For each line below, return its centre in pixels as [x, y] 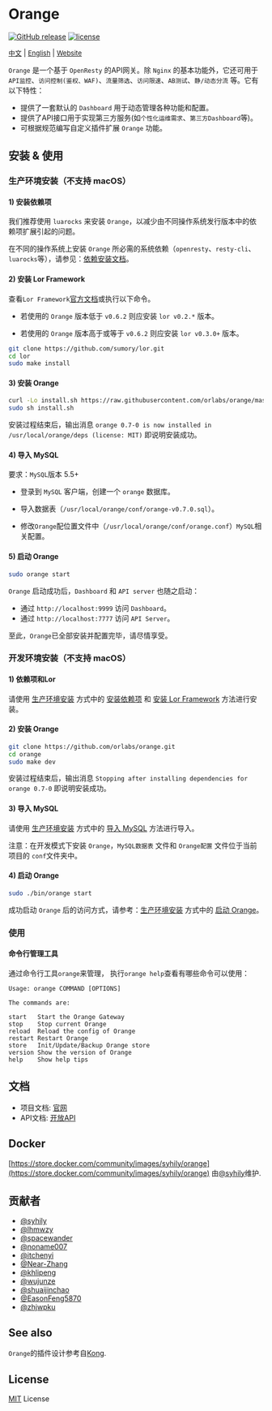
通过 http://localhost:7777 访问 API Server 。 [97, 618]
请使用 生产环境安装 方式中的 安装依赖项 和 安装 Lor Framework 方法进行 [130, 699]
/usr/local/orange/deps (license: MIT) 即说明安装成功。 [105, 435]
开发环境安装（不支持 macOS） [70, 658]
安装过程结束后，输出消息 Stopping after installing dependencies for [128, 778]
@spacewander [46, 1238]
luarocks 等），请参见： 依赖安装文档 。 [71, 259]
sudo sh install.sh [41, 408]
